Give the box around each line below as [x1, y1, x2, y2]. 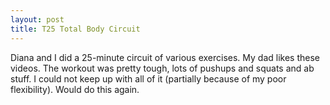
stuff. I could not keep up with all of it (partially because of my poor [10, 72, 287, 85]
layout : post [10, 14, 65, 25]
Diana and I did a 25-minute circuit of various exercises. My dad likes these [10, 51, 321, 63]
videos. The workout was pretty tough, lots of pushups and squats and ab [10, 62, 315, 74]
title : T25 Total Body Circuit [10, 24, 141, 34]
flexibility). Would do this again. [10, 83, 140, 95]
